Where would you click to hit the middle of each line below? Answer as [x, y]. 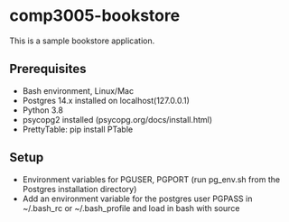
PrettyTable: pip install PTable [78, 129]
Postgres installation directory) [79, 189]
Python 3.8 [42, 110]
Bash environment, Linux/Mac [78, 90]
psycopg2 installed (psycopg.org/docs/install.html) [117, 119]
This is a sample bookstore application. [82, 41]
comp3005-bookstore [95, 16]
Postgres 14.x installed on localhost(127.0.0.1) [106, 100]
